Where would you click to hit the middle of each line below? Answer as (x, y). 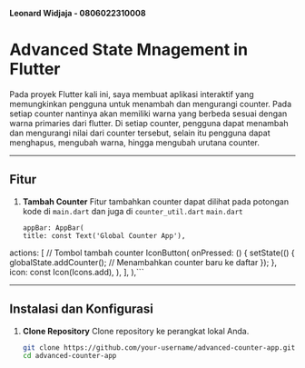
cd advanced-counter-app (69, 356)
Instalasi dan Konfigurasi (82, 309)
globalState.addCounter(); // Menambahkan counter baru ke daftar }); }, (143, 262)
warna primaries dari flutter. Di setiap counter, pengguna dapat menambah (149, 123)
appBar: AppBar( (53, 228)
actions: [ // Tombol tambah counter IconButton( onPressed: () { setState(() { (152, 253)
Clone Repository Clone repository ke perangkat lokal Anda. (136, 331)
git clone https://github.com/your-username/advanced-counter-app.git (159, 348)
